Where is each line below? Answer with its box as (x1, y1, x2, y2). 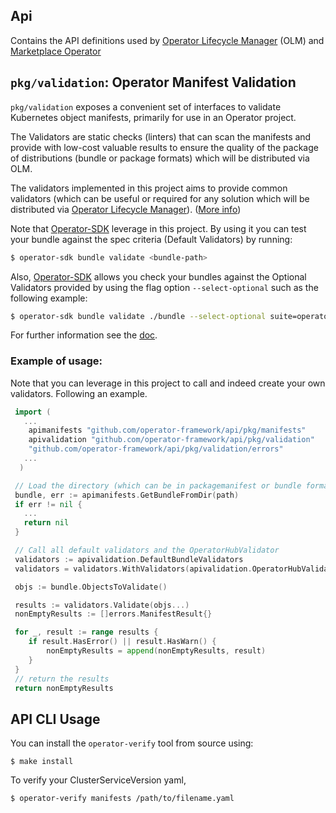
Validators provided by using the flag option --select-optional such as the (10, 281, 319, 293)
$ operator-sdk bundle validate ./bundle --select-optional (10, 311, 267, 321)
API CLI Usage (10, 710, 101, 728)
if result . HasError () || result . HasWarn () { (28, 637, 217, 647)
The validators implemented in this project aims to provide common (10, 182, 288, 194)
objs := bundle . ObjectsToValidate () (14, 582, 168, 592)
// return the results (14, 674, 110, 684)
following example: (10, 292, 88, 304)
